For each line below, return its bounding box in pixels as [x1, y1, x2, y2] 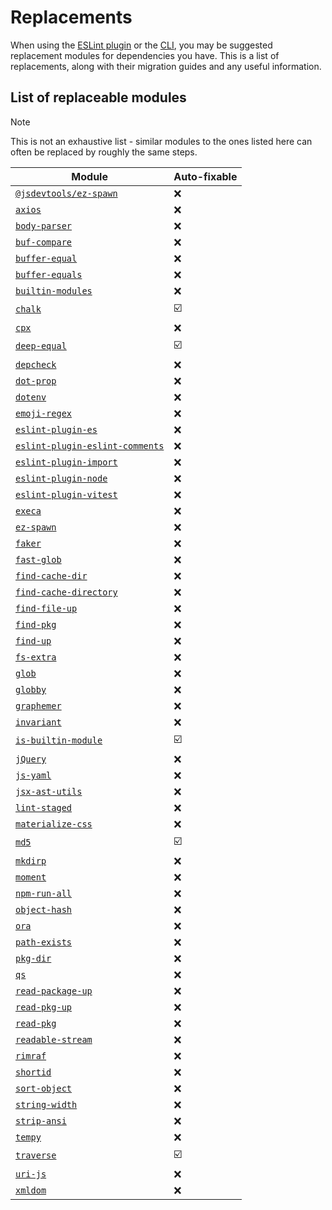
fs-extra [15, 651, 57, 663]
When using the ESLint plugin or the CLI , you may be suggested [10, 39, 273, 51]
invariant [15, 716, 62, 728]
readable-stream [15, 1034, 93, 1045]
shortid [15, 1066, 52, 1078]
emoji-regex [15, 407, 73, 419]
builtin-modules [15, 285, 93, 296]
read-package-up [15, 985, 93, 996]
